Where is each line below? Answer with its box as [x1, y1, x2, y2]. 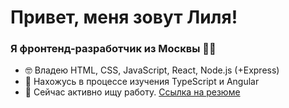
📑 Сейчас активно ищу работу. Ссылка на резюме [24, 86, 241, 98]
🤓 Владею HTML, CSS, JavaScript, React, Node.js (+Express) [24, 64, 280, 76]
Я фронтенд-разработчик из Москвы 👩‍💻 [10, 42, 217, 56]
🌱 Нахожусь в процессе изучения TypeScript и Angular [24, 76, 260, 88]
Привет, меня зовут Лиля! [10, 6, 238, 29]
